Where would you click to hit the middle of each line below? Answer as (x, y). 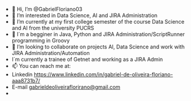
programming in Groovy (41, 40)
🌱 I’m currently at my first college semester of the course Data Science (98, 22)
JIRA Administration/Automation (51, 53)
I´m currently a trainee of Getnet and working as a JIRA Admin (87, 59)
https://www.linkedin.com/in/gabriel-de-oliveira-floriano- (103, 74)
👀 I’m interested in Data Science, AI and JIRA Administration (85, 15)
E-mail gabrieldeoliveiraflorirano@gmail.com (66, 87)
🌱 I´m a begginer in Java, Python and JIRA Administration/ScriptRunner (98, 34)
